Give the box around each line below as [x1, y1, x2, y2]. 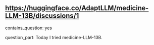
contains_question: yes [5, 25, 52, 31]
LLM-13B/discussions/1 [5, 12, 79, 20]
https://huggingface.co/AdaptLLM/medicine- [5, 4, 149, 12]
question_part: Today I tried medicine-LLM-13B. [5, 34, 103, 40]
